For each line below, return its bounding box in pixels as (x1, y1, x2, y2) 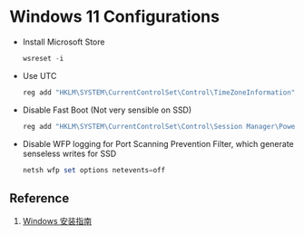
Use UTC (22, 70, 57, 81)
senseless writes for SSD (22, 148, 117, 159)
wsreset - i (22, 54, 64, 63)
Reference (9, 191, 70, 206)
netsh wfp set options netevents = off (22, 165, 166, 174)
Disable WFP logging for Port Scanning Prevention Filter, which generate (22, 138, 294, 149)
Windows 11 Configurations (9, 6, 221, 27)
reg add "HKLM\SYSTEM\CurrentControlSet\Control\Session (22, 122, 243, 131)
